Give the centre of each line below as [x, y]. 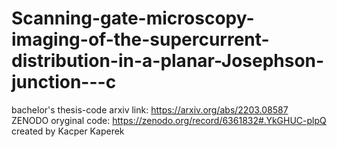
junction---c [64, 82]
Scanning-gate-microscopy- [133, 18]
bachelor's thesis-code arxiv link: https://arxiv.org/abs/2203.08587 [150, 109]
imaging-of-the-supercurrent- [140, 39]
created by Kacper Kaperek [68, 131]
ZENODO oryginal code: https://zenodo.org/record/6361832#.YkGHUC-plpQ [169, 120]
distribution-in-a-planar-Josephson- [168, 61]
